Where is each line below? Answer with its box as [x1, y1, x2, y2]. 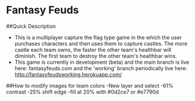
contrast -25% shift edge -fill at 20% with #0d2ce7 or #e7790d [6, 88, 159, 95]
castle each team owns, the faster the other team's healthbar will [14, 46, 172, 53]
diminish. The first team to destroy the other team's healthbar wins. [14, 52, 177, 59]
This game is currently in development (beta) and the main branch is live [14, 59, 189, 66]
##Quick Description [6, 23, 56, 30]
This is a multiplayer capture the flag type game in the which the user [14, 34, 182, 41]
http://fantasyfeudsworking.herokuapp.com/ [14, 71, 122, 78]
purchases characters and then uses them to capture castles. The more [14, 40, 187, 47]
